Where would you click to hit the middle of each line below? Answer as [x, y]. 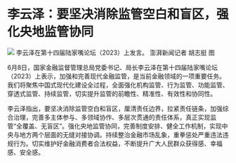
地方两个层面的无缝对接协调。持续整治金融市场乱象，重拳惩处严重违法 [121, 134]
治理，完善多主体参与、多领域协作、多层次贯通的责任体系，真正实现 [112, 117]
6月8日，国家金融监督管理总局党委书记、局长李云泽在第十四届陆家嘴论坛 [113, 67]
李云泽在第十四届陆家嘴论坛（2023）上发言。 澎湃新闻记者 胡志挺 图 [116, 52]
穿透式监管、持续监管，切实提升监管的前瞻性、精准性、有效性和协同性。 [112, 93]
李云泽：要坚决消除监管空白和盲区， [112, 14]
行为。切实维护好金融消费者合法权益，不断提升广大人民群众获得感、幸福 [118, 143]
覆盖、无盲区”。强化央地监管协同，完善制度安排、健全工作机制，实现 [122, 126]
